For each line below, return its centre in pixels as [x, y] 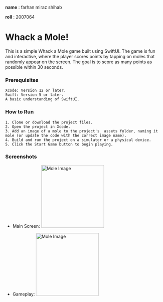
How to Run [20, 112]
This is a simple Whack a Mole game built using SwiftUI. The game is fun [80, 51]
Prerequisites [22, 80]
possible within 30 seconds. [34, 67]
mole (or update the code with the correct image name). [66, 135]
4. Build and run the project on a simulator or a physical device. [78, 140]
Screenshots [21, 157]
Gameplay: [24, 294]
